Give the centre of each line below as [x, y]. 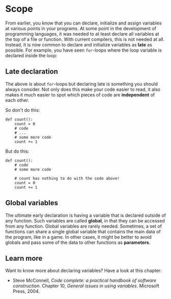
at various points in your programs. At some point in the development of [81, 28]
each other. [17, 100]
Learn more [24, 258]
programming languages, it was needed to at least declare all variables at [82, 34]
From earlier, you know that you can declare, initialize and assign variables [83, 23]
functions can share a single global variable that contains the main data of [83, 231]
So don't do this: [22, 110]
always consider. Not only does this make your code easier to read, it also [83, 89]
